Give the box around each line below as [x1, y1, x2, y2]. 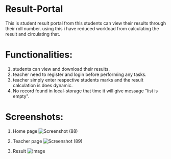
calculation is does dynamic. [12, 82, 73, 88]
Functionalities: [5, 49, 73, 61]
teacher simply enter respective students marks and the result [12, 76, 144, 83]
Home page [12, 128, 38, 134]
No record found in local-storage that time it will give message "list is [12, 88, 158, 94]
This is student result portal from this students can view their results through [5, 20, 166, 26]
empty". [12, 93, 30, 99]
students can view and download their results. [12, 66, 110, 72]
